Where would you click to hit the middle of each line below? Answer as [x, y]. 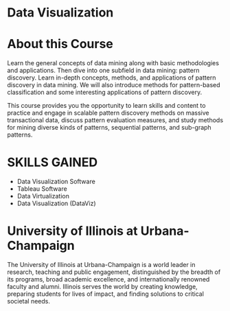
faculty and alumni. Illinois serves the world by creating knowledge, [102, 287]
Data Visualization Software [56, 182]
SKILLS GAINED [53, 162]
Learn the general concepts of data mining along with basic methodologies [113, 63]
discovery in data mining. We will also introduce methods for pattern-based [114, 85]
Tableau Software [42, 189]
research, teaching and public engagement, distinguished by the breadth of [114, 272]
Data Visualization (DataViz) [56, 203]
